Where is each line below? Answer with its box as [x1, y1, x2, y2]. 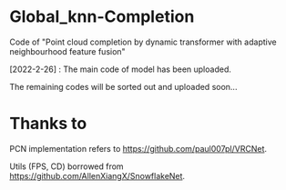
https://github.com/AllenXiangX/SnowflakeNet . [9, 170, 185, 181]
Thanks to [9, 114, 87, 134]
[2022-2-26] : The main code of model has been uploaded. [9, 64, 232, 75]
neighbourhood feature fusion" [9, 45, 126, 56]
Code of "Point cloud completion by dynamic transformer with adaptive [9, 36, 277, 47]
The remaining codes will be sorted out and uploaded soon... [9, 81, 238, 92]
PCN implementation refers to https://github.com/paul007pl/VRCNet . [9, 143, 267, 154]
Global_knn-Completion [9, 6, 195, 27]
